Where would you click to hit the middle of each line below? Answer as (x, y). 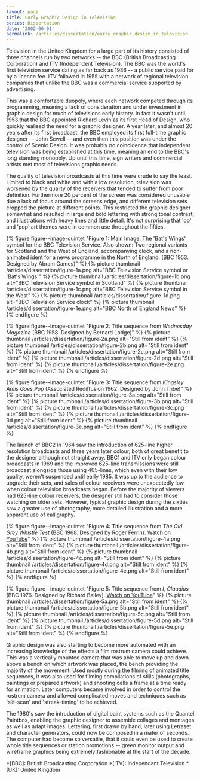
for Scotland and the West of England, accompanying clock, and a (87, 251)
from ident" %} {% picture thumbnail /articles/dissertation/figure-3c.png (95, 408)
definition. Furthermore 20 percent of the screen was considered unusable (98, 195)
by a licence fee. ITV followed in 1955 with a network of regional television (97, 77)
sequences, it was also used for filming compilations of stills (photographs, (99, 677)
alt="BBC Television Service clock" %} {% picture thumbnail (80, 302)
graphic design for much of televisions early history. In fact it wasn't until (96, 114)
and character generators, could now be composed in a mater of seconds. (98, 733)
